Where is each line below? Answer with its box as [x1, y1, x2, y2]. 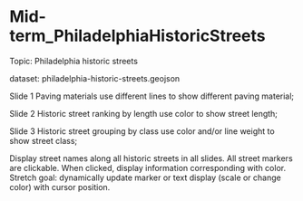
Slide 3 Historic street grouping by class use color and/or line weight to [9, 125, 275, 137]
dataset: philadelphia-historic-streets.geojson [9, 72, 181, 83]
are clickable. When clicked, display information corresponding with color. [9, 162, 287, 173]
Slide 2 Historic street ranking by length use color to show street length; [9, 108, 279, 119]
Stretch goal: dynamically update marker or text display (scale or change [9, 172, 281, 183]
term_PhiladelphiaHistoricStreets [9, 25, 266, 46]
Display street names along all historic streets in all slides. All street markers [9, 152, 293, 164]
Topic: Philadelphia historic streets [9, 55, 139, 66]
